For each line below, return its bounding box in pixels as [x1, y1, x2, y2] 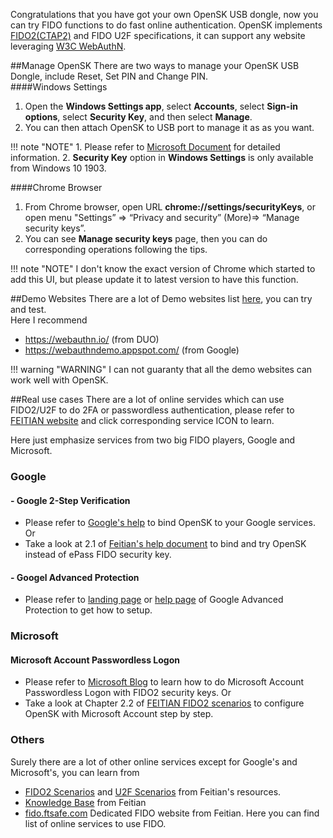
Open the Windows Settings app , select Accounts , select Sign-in [24, 100, 298, 112]
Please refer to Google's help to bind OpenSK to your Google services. [24, 517, 316, 529]
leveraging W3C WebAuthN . [10, 40, 127, 52]
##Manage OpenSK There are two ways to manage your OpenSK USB [10, 60, 300, 71]
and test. [10, 304, 47, 315]
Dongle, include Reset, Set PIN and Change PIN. [10, 70, 209, 82]
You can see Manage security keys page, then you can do [24, 233, 268, 244]
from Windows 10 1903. [10, 162, 107, 174]
